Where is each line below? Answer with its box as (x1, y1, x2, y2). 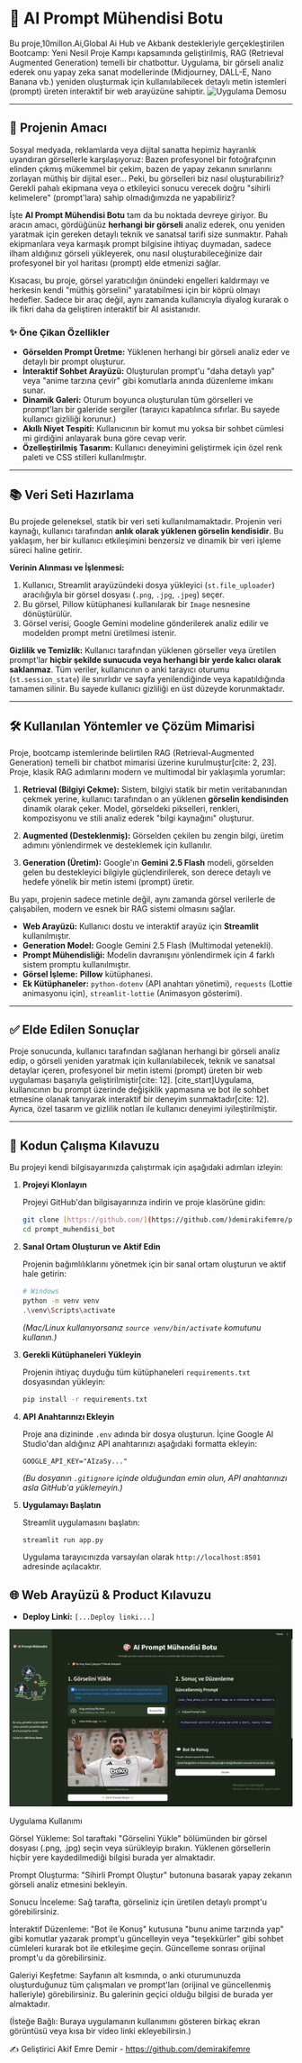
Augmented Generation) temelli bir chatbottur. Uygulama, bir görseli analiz (9, 57, 285, 68)
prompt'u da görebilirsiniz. (9, 1952, 107, 1963)
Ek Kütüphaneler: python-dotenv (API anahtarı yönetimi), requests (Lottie (22, 977, 293, 989)
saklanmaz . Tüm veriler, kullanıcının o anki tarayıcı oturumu (9, 664, 230, 675)
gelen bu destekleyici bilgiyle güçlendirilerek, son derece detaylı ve (22, 867, 271, 877)
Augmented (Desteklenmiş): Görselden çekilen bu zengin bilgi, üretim (22, 830, 285, 841)
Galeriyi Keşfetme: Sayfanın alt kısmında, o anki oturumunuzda (9, 1970, 241, 1981)
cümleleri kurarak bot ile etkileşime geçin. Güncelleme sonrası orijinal (9, 1943, 266, 1954)
